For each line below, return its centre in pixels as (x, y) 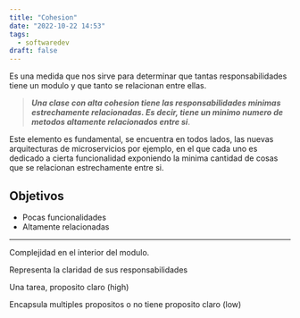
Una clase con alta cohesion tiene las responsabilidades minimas (156, 103)
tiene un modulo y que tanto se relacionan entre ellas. (108, 86)
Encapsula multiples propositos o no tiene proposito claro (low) (125, 304)
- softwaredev (43, 42)
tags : (19, 34)
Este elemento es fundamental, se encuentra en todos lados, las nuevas (142, 139)
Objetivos (37, 196)
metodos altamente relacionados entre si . (110, 122)
